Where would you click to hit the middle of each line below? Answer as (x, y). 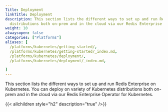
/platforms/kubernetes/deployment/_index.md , (58, 61)
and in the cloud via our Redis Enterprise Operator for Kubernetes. (85, 95)
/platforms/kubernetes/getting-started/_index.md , (63, 51)
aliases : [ (16, 42)
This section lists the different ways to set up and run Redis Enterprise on (80, 84)
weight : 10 (16, 28)
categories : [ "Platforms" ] (33, 38)
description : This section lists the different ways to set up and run (81, 19)
